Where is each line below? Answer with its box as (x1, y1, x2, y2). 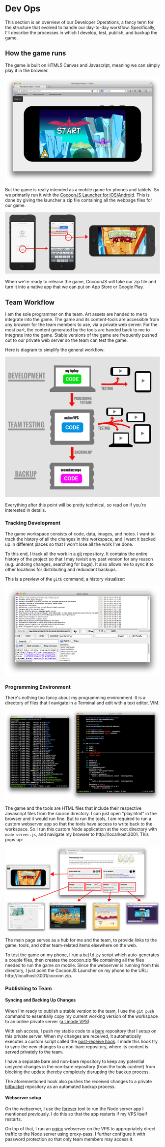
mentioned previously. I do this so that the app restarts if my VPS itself (5, 1111, 147, 1117)
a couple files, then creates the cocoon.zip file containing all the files (5, 957, 144, 963)
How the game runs (5, 49, 66, 58)
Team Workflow (5, 298, 55, 306)
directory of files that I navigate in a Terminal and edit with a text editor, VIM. (5, 700, 160, 706)
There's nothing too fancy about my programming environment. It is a (5, 694, 146, 701)
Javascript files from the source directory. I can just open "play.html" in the (5, 811, 157, 817)
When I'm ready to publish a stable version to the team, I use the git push (5, 1008, 155, 1014)
